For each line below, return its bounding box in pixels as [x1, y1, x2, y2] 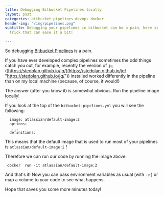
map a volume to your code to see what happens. [5, 177, 105, 182]
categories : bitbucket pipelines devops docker [5, 16, 104, 21]
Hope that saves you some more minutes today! [5, 186, 102, 192]
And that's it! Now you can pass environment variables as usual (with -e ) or [5, 171, 158, 177]
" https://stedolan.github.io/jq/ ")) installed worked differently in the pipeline [5, 73, 156, 79]
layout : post [5, 12, 32, 17]
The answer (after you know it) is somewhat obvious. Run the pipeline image [5, 88, 160, 93]
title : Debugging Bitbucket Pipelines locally [5, 7, 102, 12]
